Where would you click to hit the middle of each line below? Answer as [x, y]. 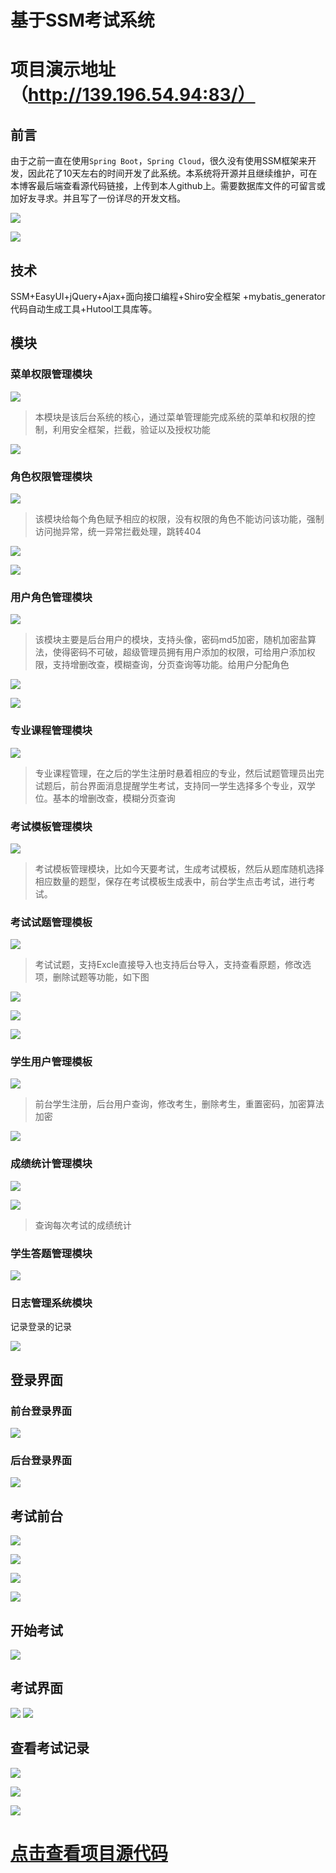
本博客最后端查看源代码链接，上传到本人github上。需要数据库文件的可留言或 [168, 186]
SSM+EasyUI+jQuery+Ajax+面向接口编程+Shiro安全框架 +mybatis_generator [168, 296]
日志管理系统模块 [51, 1303]
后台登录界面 [41, 1460]
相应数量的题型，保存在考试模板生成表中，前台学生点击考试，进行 [170, 881]
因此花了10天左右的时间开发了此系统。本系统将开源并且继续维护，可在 [172, 173]
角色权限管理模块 [51, 476]
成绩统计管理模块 [51, 1164]
